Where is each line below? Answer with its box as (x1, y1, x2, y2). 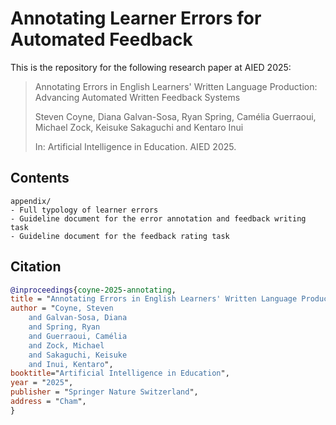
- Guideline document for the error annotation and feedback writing (10, 213, 307, 224)
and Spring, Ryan (28, 322, 101, 332)
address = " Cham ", (10, 397, 87, 407)
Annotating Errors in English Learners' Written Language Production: (34, 80, 318, 92)
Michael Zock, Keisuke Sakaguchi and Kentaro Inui (34, 121, 244, 133)
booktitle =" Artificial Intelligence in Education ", (10, 368, 230, 379)
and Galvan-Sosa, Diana (28, 313, 128, 323)
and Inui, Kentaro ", (28, 359, 114, 369)
